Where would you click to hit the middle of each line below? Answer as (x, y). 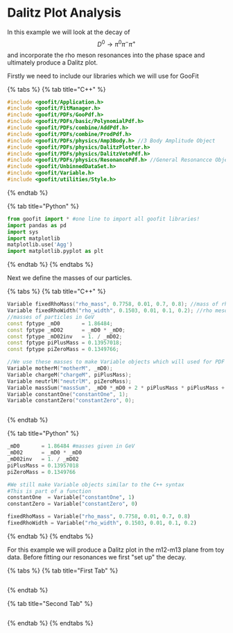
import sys (23, 232)
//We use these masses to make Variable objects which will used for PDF (116, 362)
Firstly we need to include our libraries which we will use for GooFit (103, 76)
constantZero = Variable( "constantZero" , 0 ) (72, 504)
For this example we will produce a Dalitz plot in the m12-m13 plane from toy (116, 550)
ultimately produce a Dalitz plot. (53, 62)
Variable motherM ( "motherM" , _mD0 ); (60, 369)
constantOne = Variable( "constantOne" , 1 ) (71, 498)
